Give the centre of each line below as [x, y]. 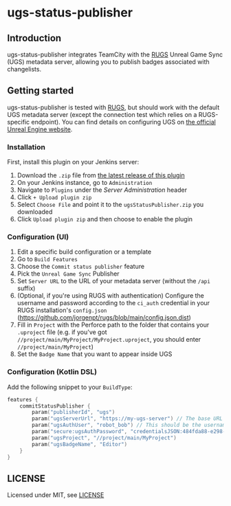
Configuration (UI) [38, 237]
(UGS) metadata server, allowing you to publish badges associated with [108, 62]
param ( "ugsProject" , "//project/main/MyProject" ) [104, 438]
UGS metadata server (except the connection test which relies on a [102, 114]
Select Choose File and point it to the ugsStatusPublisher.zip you [110, 205]
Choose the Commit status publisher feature [81, 267]
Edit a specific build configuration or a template [84, 252]
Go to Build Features [47, 259]
